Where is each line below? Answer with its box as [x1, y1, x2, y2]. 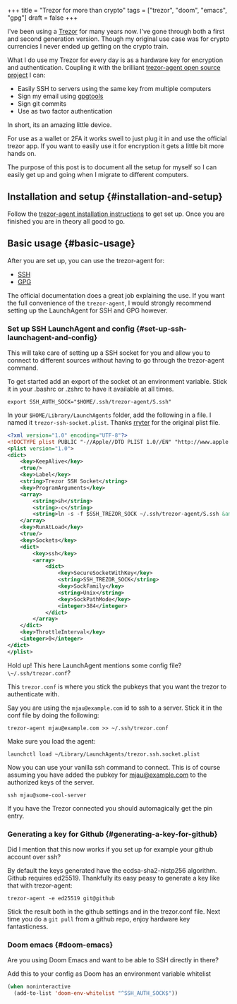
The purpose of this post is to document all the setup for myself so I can [7, 163, 217, 171]
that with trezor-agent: [7, 881, 73, 890]
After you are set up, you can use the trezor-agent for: [7, 256, 164, 265]
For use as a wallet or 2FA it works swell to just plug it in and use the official [7, 134, 227, 143]
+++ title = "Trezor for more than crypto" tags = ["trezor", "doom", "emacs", [7, 6, 228, 14]
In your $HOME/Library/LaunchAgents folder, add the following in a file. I [7, 411, 212, 419]
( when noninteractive [7, 984, 71, 991]
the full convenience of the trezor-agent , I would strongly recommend [7, 298, 212, 307]
